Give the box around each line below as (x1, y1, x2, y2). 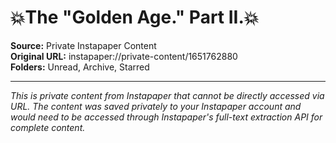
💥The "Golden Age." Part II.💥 (10, 6, 260, 29)
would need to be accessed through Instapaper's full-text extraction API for (10, 111, 323, 123)
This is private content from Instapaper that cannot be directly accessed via (10, 89, 325, 101)
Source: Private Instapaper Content (10, 39, 157, 51)
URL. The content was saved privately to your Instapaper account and (10, 100, 302, 112)
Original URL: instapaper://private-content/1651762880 (10, 50, 238, 62)
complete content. (10, 121, 86, 133)
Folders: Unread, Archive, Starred (10, 61, 150, 73)
